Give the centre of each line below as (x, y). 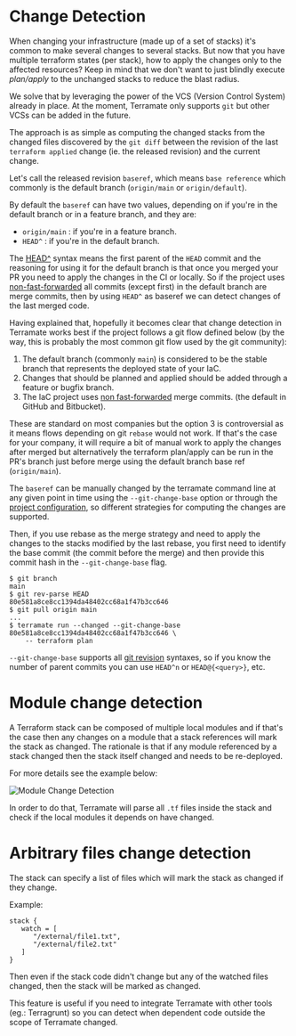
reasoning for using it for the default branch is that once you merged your (144, 267)
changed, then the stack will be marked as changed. (105, 985)
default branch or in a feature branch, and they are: (103, 214)
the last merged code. (49, 306)
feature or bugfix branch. (68, 387)
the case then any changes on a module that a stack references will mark (143, 737)
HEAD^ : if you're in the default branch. (91, 241)
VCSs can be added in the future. (70, 115)
